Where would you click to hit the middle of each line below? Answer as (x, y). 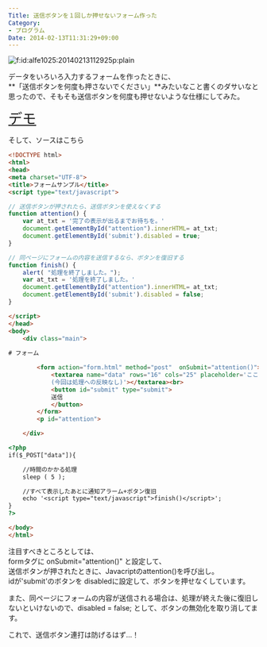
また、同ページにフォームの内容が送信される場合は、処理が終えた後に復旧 (130, 598)
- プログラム (27, 30)
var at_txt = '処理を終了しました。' (79, 280)
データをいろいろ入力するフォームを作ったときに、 (92, 77)
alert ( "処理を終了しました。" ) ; (72, 272)
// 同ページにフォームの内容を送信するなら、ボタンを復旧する (96, 258)
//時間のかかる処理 (50, 469)
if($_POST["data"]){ (43, 455)
